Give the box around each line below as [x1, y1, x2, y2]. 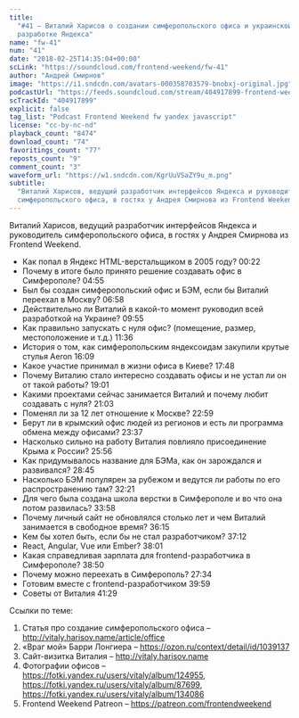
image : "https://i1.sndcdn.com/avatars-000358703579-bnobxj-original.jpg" [9, 79, 293, 88]
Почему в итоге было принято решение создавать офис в [21, 265, 242, 276]
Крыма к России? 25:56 [21, 445, 113, 456]
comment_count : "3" [9, 162, 82, 171]
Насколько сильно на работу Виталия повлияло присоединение [21, 436, 267, 447]
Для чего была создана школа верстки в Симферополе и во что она [21, 492, 283, 504]
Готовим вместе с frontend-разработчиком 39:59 [21, 578, 211, 589]
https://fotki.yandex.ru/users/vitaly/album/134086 [21, 689, 205, 699]
